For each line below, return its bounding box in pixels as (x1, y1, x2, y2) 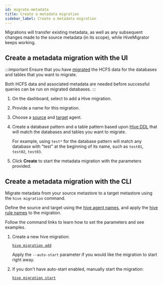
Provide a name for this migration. (12, 105, 80, 111)
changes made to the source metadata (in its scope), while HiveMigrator (5, 34, 149, 40)
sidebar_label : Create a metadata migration (5, 16, 97, 21)
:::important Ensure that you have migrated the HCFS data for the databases (5, 66, 157, 73)
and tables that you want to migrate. (5, 72, 77, 78)
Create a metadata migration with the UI (5, 54, 128, 62)
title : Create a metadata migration (5, 12, 79, 16)
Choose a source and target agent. (12, 114, 82, 120)
